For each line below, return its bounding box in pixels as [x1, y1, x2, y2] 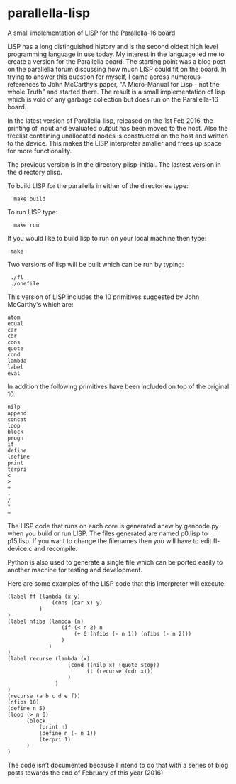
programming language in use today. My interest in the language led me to [7, 50, 225, 58]
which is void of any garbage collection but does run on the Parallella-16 [7, 94, 218, 104]
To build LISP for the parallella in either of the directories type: [7, 181, 189, 190]
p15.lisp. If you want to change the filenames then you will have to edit [7, 536, 212, 545]
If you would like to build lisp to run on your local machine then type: [7, 234, 207, 242]
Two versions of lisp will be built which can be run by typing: [7, 260, 184, 268]
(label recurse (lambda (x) [7, 655, 91, 662]
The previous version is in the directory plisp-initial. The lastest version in [7, 160, 221, 168]
